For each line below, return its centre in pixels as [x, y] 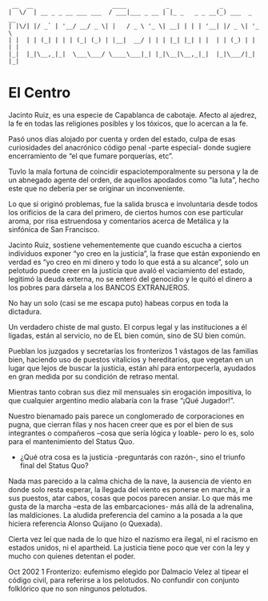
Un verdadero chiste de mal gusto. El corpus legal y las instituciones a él [128, 327]
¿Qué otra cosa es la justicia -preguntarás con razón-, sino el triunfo [132, 457]
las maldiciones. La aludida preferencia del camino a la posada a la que [126, 515]
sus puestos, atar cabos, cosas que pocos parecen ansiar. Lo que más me [131, 498]
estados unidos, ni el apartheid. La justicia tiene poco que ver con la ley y [129, 547]
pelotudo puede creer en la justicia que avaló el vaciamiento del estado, [127, 270]
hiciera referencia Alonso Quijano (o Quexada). [85, 523]
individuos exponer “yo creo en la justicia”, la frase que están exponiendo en [134, 253]
